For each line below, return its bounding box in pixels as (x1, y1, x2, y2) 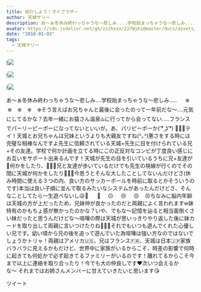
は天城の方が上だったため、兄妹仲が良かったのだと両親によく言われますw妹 (6, 199, 194, 207)
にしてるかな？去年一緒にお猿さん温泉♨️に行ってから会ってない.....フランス (6, 115, 190, 122)
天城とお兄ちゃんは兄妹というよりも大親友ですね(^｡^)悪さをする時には (16, 132, 191, 139)
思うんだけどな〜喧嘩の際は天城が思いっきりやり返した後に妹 (37, 214, 190, 222)
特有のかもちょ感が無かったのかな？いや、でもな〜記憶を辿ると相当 (6, 207, 174, 214)
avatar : (6, 25, 26, 32)
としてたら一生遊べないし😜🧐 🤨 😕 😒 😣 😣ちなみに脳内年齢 (16, 192, 193, 199)
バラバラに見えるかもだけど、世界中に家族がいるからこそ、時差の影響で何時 (6, 244, 194, 252)
